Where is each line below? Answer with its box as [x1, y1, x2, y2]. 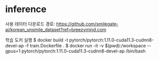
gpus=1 [5, 48, 21, 54]
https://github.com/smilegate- [56, 21, 119, 27]
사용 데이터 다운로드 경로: [5, 21, 56, 27]
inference [5, 4, 47, 15]
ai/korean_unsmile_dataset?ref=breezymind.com [5, 26, 107, 32]
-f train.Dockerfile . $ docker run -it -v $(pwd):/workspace [25, 42, 146, 48]
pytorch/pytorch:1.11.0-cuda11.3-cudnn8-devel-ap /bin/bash [21, 48, 146, 54]
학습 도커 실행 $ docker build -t [5, 37, 68, 43]
